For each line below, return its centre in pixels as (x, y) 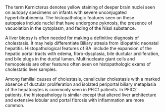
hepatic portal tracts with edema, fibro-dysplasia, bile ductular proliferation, (82, 54)
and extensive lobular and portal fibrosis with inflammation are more (75, 100)
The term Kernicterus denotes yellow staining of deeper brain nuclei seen (80, 7)
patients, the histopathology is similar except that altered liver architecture (81, 95)
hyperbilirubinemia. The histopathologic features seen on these (70, 18)
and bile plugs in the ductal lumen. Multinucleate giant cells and (70, 59)
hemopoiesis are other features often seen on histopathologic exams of (78, 64)
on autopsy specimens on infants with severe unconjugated (66, 12)
